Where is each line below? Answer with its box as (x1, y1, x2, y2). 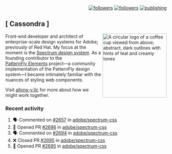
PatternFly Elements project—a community (5, 60, 96, 67)
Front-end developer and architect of (5, 33, 83, 39)
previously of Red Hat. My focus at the (5, 44, 87, 50)
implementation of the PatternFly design (5, 65, 90, 72)
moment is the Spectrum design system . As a (5, 49, 101, 56)
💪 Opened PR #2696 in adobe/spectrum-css (12, 124, 107, 130)
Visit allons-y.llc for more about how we (5, 86, 89, 93)
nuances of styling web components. (5, 77, 83, 83)
